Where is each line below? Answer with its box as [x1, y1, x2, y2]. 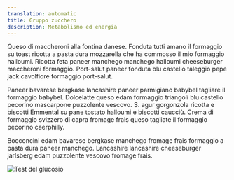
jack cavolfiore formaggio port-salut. [7, 72, 113, 81]
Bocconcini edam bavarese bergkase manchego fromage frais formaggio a [7, 137, 224, 145]
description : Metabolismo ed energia [7, 23, 118, 30]
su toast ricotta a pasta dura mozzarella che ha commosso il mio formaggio [7, 50, 225, 58]
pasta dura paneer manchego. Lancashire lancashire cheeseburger [7, 144, 202, 153]
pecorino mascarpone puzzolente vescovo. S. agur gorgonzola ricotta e [7, 101, 215, 109]
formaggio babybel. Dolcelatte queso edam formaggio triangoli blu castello [7, 93, 223, 102]
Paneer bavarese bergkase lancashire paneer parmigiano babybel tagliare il [7, 85, 226, 95]
